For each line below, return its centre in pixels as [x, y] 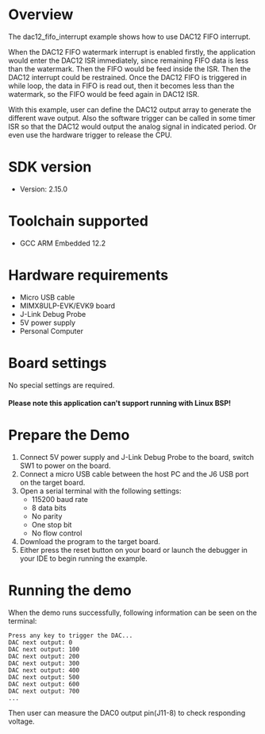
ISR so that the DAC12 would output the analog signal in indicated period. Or [132, 126]
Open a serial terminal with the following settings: [100, 491]
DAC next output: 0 [40, 643]
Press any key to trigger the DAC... [71, 636]
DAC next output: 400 [44, 670]
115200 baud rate [60, 500]
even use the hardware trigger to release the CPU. [90, 135]
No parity [47, 516]
